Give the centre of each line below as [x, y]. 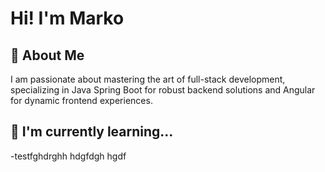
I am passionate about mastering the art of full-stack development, [148, 79]
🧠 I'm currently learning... [92, 132]
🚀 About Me [47, 55]
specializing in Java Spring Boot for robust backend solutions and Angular [163, 90]
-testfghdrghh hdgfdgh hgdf [68, 156]
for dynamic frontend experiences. [81, 100]
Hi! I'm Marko [67, 18]
